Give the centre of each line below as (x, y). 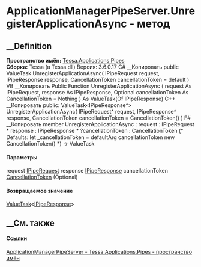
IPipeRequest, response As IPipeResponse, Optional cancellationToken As (97, 92)
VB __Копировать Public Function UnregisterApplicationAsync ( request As (99, 86)
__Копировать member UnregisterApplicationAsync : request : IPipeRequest (100, 124)
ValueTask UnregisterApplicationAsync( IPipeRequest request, (83, 73)
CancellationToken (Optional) (42, 177)
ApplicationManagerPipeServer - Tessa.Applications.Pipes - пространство (99, 252)
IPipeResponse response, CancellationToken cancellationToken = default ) (98, 80)
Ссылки (17, 238)
